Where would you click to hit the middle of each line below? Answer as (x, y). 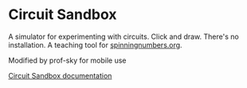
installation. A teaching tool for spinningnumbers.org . (95, 44)
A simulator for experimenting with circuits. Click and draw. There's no (123, 36)
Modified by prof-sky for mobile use (67, 60)
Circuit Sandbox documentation (60, 75)
